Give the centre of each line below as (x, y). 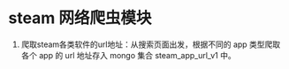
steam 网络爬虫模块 (80, 18)
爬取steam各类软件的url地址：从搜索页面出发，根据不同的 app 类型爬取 (151, 44)
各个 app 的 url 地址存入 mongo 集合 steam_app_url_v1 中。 (128, 55)
